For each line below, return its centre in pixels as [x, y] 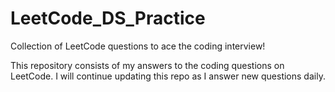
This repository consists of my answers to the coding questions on [147, 65]
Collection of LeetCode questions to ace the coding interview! [138, 46]
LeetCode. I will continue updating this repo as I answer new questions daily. [168, 76]
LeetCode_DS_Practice [108, 18]
